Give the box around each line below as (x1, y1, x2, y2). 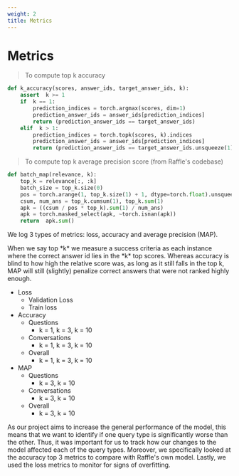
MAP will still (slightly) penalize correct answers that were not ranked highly (7, 267, 230, 275)
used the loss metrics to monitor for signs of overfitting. (7, 460, 171, 470)
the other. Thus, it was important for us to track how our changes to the (7, 438, 217, 447)
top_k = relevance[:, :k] (20, 178, 97, 185)
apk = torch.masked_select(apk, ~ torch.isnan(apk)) (20, 211, 176, 218)
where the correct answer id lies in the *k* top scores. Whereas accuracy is (7, 252, 230, 260)
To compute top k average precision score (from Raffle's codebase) (24, 157, 224, 166)
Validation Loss (28, 296, 73, 305)
